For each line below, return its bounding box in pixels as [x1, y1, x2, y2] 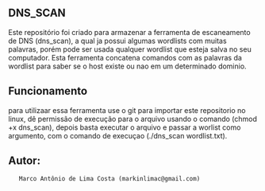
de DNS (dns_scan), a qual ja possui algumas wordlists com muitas [8, 36, 228, 45]
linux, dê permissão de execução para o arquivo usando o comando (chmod [8, 114, 258, 123]
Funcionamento [8, 84, 88, 98]
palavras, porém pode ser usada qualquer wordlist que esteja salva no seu [8, 44, 252, 54]
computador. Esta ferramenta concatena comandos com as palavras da [8, 53, 242, 62]
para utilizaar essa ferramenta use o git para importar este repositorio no [8, 105, 246, 115]
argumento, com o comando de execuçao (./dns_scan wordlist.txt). [8, 131, 228, 140]
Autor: [8, 154, 41, 168]
